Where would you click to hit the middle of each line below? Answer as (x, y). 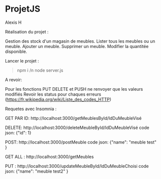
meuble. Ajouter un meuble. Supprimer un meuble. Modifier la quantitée (77, 46)
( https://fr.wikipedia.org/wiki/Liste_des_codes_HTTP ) (58, 99)
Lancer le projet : (22, 61)
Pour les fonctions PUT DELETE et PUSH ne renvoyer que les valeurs (74, 89)
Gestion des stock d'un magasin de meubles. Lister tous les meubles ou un (80, 41)
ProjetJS (23, 9)
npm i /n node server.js (40, 70)
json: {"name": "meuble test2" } (37, 171)
